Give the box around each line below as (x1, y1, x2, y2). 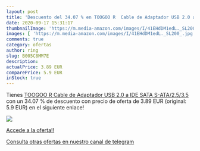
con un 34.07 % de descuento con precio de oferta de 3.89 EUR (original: (6, 97, 186, 105)
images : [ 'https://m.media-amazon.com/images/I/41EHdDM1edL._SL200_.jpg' (6, 31, 196, 37)
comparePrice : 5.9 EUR (6, 70, 62, 75)
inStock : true (6, 75, 42, 81)
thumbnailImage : (6, 25, 46, 32)
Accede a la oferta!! (6, 127, 55, 134)
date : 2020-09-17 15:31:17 (6, 20, 73, 26)
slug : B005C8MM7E (6, 53, 49, 59)
